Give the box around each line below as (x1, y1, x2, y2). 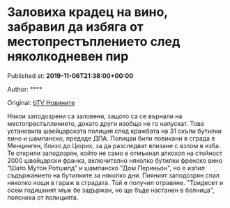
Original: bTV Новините (7, 98, 75, 106)
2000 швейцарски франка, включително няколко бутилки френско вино (7, 156, 223, 164)
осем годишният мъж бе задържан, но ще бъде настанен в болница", (7, 186, 215, 194)
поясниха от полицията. (7, 193, 79, 202)
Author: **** (7, 85, 43, 93)
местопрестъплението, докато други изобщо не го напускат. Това (7, 119, 204, 127)
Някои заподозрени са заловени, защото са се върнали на (7, 112, 183, 120)
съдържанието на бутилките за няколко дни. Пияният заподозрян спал (7, 171, 220, 179)
